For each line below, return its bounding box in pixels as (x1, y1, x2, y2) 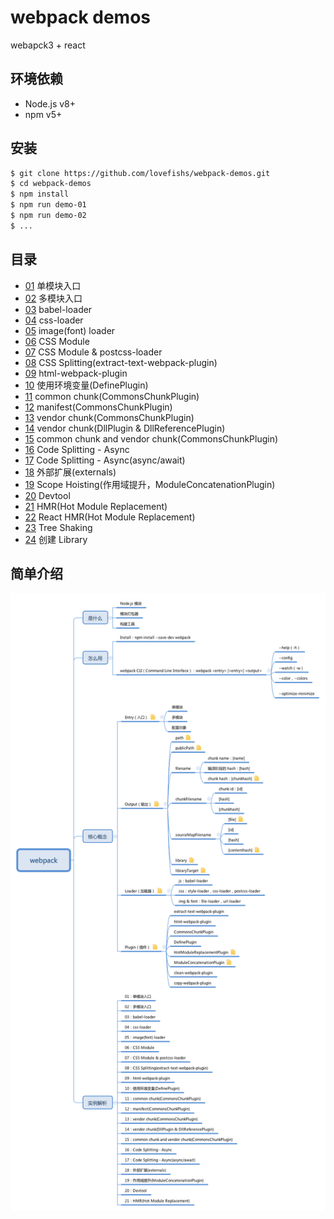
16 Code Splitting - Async (24, 443, 130, 455)
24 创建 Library (24, 533, 88, 545)
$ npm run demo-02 (10, 211, 87, 221)
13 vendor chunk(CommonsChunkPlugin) (24, 411, 195, 423)
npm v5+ (24, 108, 63, 120)
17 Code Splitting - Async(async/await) (24, 454, 186, 466)
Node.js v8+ (24, 97, 77, 110)
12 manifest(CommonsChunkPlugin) (24, 401, 173, 413)
